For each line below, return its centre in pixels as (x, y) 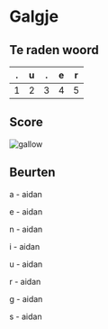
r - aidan (25, 281)
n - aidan (26, 229)
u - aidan (26, 264)
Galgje (34, 17)
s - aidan (26, 316)
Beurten (32, 173)
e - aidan (26, 211)
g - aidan (26, 298)
